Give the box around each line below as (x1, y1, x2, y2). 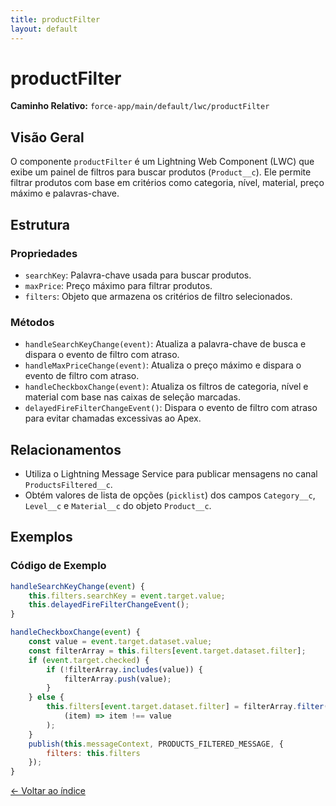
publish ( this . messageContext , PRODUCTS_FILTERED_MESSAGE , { (28, 739, 284, 749)
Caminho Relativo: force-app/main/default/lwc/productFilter (10, 100, 270, 112)
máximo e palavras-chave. (10, 187, 120, 200)
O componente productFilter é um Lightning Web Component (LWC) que (10, 156, 315, 168)
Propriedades (10, 246, 78, 260)
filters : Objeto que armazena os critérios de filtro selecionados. (24, 290, 293, 302)
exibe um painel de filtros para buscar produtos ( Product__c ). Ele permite (10, 166, 312, 178)
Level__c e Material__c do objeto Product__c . (24, 500, 212, 512)
